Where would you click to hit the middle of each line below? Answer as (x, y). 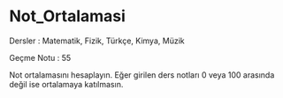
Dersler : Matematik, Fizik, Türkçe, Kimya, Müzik (97, 41)
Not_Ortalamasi (68, 16)
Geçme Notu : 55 (40, 57)
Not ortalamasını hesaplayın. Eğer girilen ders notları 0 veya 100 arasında (142, 75)
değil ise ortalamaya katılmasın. (66, 84)
